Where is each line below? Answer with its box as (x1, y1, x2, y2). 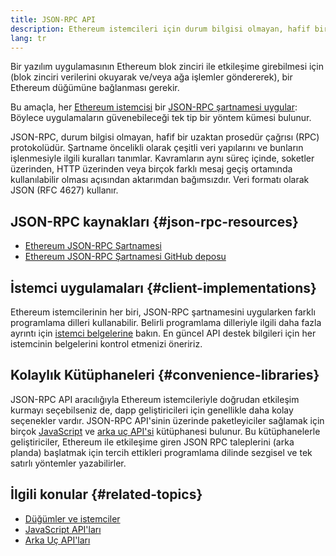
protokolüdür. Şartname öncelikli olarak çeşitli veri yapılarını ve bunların (10, 142, 304, 154)
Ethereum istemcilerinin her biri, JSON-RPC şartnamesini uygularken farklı (10, 306, 316, 318)
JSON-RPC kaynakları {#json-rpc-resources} (10, 213, 299, 230)
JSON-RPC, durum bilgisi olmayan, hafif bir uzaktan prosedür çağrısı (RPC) (10, 131, 320, 143)
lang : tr (10, 33, 47, 43)
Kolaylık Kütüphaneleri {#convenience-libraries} (10, 367, 320, 384)
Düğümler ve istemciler (24, 512, 121, 525)
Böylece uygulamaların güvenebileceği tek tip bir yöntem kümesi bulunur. (10, 112, 312, 124)
